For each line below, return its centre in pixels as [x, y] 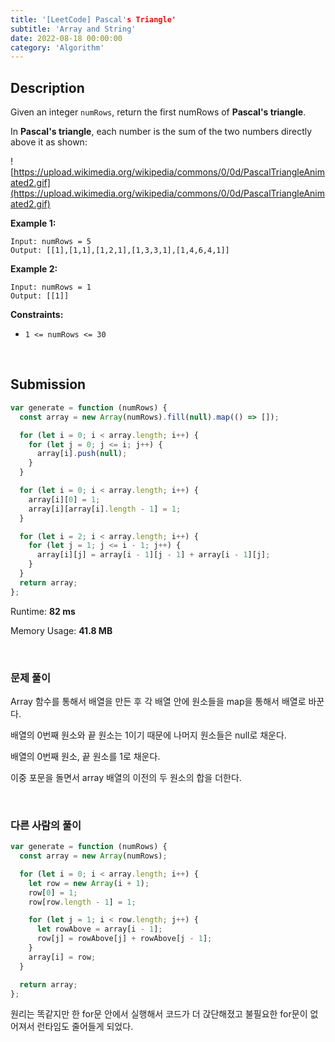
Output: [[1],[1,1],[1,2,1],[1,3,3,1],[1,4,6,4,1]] [120, 251]
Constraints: [37, 315]
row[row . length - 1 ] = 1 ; [82, 902]
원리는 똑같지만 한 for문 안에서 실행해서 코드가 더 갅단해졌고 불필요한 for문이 [159, 1014]
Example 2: [34, 269]
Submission [48, 384]
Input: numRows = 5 [51, 242]
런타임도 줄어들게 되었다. [85, 1027]
